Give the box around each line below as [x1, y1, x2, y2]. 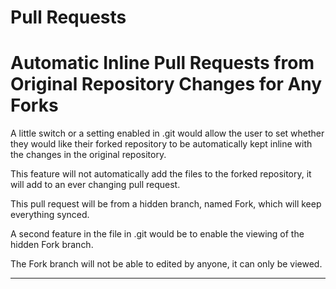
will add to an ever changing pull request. [10, 179, 181, 191]
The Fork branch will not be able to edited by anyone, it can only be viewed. [10, 258, 323, 270]
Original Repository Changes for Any [10, 73, 323, 96]
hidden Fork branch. [10, 239, 94, 251]
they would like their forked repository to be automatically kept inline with [10, 138, 313, 150]
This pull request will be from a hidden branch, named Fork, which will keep [10, 198, 322, 210]
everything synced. [10, 209, 90, 221]
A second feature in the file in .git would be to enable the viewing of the [10, 228, 305, 240]
